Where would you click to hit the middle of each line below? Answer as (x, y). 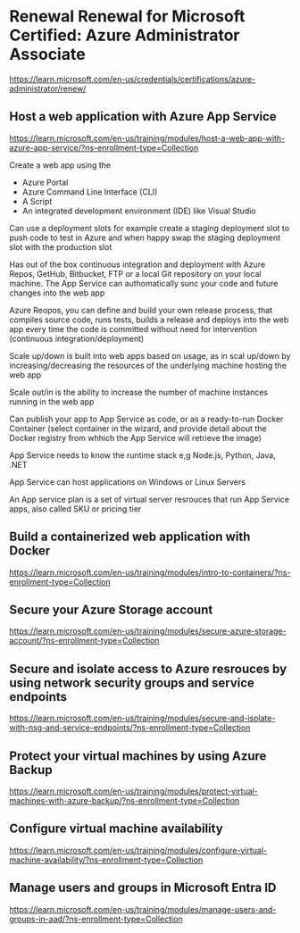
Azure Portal (45, 182)
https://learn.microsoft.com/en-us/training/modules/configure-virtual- (138, 850)
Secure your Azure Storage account (111, 609)
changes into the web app (57, 293)
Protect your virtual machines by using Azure (138, 756)
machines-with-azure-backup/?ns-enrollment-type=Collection (125, 800)
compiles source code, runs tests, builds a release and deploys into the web (149, 320)
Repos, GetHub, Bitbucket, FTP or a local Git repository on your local (135, 273)
